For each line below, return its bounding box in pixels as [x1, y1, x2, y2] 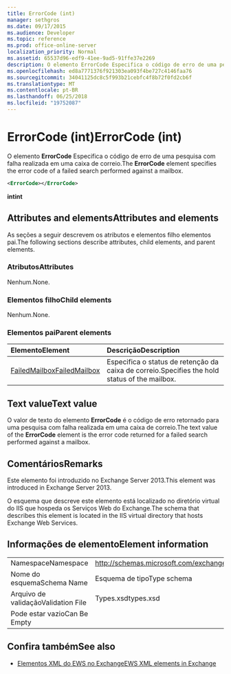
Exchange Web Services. [7, 519, 78, 527]
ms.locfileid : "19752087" [7, 100, 81, 107]
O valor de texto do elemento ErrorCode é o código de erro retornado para [7, 416, 219, 424]
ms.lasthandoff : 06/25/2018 [7, 94, 88, 100]
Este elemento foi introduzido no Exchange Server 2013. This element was [7, 476, 216, 485]
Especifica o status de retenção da [106, 357, 219, 367]
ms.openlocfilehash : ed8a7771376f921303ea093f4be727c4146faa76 [7, 67, 192, 74]
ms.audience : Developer [7, 29, 76, 36]
